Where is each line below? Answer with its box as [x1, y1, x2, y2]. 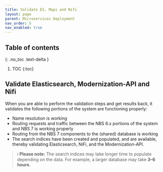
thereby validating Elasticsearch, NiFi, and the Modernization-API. [12, 141, 145, 147]
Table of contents [5, 43, 59, 52]
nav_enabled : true [5, 25, 42, 30]
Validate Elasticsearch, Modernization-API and [5, 80, 150, 88]
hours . [17, 162, 31, 168]
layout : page [5, 12, 32, 17]
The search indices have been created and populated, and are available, [12, 136, 157, 142]
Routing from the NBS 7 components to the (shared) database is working [12, 130, 158, 137]
